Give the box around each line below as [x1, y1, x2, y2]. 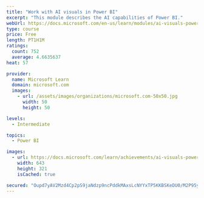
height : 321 [17, 165, 47, 172]
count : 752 [12, 49, 39, 55]
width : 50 [22, 99, 47, 105]
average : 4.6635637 [12, 54, 61, 60]
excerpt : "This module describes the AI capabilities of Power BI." [6, 15, 183, 21]
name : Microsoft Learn [12, 77, 69, 83]
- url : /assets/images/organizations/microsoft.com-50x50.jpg [17, 94, 178, 100]
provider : [6, 70, 32, 77]
